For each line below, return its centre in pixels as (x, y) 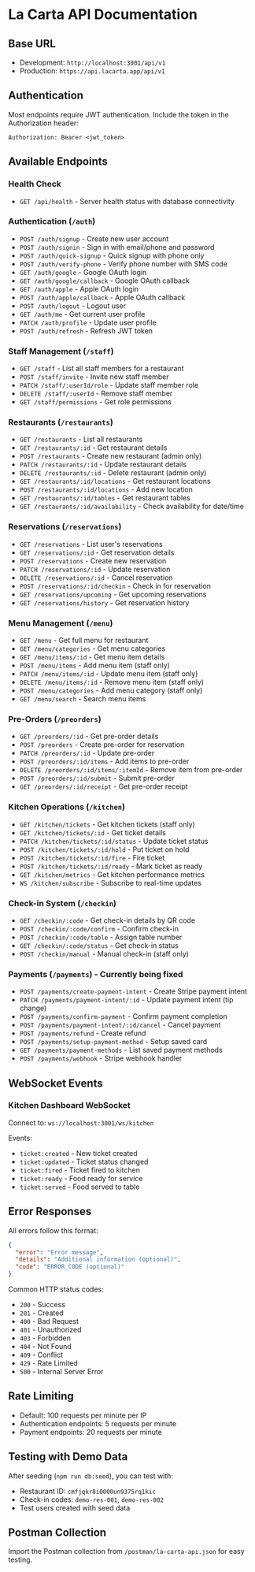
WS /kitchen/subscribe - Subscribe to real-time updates (111, 883)
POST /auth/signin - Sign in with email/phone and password (117, 247)
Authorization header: (43, 123)
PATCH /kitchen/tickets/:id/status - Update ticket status (114, 841)
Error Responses (50, 1212)
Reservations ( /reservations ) (65, 527)
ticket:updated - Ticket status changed (84, 1161)
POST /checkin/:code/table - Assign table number (101, 937)
